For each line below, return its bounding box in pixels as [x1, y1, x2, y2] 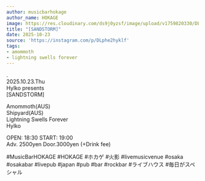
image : [6, 20, 23, 26]
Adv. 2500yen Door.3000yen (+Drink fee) [6, 140, 111, 147]
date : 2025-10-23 [6, 32, 51, 38]
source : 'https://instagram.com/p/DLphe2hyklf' [6, 37, 130, 43]
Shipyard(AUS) [6, 109, 44, 116]
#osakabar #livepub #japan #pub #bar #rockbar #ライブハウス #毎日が [6, 160, 185, 168]
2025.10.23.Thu [6, 78, 45, 85]
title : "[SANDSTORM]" [6, 26, 62, 32]
